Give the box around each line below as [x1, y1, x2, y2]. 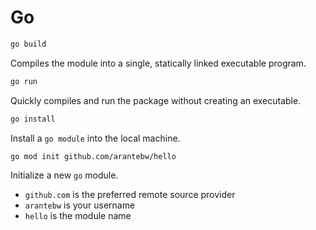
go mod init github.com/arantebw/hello [10, 151, 177, 161]
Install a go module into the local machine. [10, 132, 181, 144]
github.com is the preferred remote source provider [24, 189, 236, 201]
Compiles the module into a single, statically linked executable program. [10, 57, 307, 69]
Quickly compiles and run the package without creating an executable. [10, 94, 302, 106]
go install [10, 114, 56, 124]
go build [10, 39, 47, 49]
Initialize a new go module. [10, 169, 119, 181]
